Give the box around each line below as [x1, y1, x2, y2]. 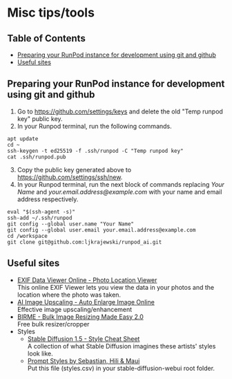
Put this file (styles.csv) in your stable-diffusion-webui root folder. [27, 364, 215, 372]
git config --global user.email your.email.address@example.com [7, 226, 196, 233]
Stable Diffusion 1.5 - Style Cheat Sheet [27, 334, 140, 343]
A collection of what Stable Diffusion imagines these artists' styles [27, 342, 216, 350]
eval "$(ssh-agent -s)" [7, 208, 76, 215]
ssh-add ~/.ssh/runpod [7, 214, 72, 221]
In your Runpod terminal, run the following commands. [17, 122, 173, 130]
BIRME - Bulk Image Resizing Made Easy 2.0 [17, 313, 144, 321]
